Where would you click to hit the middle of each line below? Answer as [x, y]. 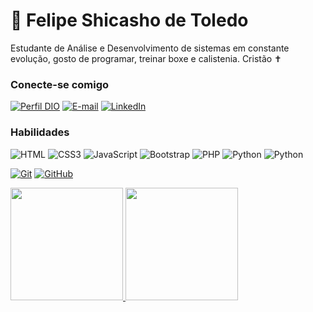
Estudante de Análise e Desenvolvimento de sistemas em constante [150, 48]
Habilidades [40, 132]
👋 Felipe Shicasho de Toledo [129, 20]
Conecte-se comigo [60, 84]
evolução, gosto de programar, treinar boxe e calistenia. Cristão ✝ [146, 58]
